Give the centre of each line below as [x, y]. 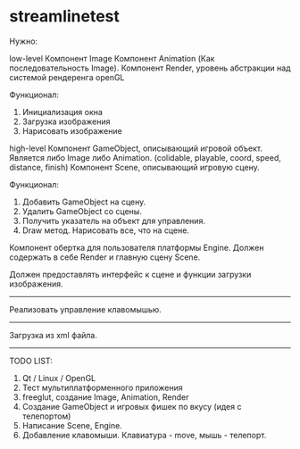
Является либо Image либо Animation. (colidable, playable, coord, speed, [145, 157]
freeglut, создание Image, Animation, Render [105, 397]
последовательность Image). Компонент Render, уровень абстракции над [150, 68]
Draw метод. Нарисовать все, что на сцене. [106, 230]
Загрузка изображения [66, 121]
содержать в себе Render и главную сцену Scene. [105, 257]
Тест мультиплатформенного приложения [102, 387]
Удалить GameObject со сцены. [82, 211]
